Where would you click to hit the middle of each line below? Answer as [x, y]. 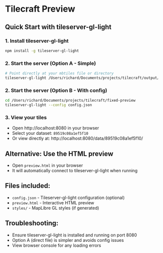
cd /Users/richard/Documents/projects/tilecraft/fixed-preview [70, 101]
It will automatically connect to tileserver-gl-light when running [75, 170]
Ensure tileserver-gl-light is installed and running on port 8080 [74, 235]
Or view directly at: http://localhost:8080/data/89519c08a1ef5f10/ [77, 138]
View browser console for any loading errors [57, 245]
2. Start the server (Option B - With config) [56, 90]
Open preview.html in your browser [48, 165]
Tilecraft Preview [40, 9]
